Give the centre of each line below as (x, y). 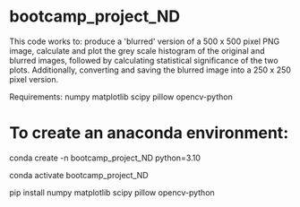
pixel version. (34, 79)
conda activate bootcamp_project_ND (79, 175)
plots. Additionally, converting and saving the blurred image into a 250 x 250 (150, 70)
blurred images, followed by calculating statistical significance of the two (144, 60)
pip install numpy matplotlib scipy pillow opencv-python (112, 192)
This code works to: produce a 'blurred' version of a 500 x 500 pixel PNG (145, 41)
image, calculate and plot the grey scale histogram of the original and (137, 50)
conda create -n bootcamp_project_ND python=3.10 (105, 158)
